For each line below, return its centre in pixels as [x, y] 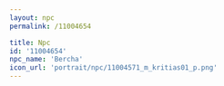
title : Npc [30, 43]
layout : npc [32, 18]
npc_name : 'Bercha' [46, 60]
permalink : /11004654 [51, 26]
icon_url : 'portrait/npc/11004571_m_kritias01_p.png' [114, 68]
